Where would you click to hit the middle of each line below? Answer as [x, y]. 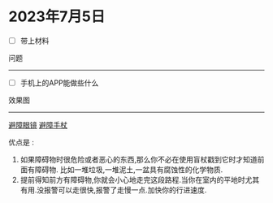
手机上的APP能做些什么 [59, 83]
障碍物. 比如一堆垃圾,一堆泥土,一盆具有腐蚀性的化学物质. [129, 170]
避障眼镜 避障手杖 [38, 125]
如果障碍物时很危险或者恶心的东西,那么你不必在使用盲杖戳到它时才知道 [139, 160]
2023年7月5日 [57, 17]
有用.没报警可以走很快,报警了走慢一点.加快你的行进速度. [113, 190]
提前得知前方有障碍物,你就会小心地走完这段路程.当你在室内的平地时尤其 [140, 180]
